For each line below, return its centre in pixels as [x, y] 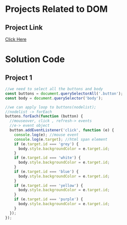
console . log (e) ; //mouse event [46, 135]
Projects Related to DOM [57, 9]
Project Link [24, 28]
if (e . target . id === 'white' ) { [47, 158]
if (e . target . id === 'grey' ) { [46, 144]
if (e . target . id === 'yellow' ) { [49, 185]
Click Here [16, 39]
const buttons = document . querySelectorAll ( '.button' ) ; [64, 93]
